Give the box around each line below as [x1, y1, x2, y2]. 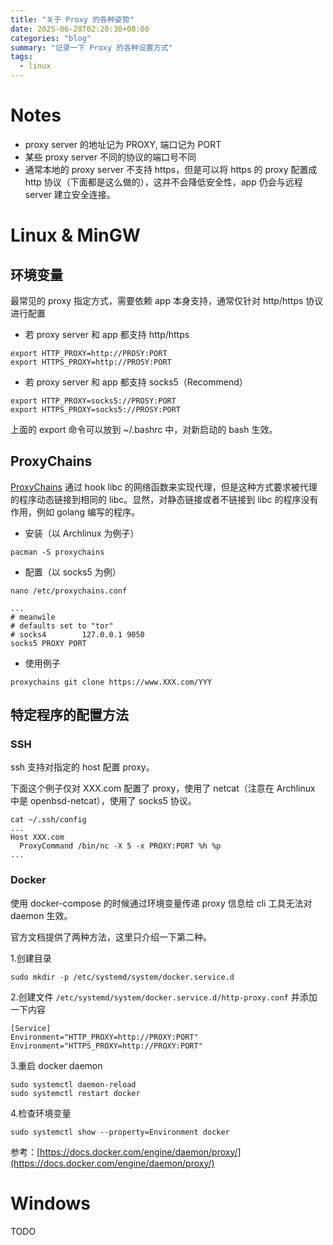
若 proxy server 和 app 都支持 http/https [24, 328, 190, 340]
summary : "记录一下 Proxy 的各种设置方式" [10, 42, 173, 53]
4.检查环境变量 [10, 1107, 72, 1119]
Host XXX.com [10, 832, 65, 843]
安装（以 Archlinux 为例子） [24, 527, 140, 539]
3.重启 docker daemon [10, 1059, 103, 1071]
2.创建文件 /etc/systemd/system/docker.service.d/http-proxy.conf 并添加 [10, 991, 318, 1003]
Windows [10, 1192, 91, 1215]
